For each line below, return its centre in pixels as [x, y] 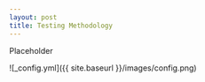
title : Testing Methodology [61, 26]
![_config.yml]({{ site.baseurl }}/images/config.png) [103, 68]
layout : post [33, 17]
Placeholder [31, 50]
